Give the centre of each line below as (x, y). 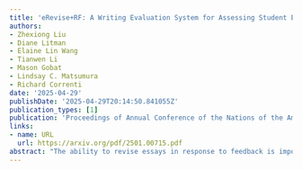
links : (22, 127)
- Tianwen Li (34, 59)
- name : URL (31, 135)
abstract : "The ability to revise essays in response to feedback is (142, 151)
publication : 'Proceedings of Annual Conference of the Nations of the (146, 118)
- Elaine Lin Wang (44, 51)
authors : (26, 26)
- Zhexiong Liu (38, 34)
